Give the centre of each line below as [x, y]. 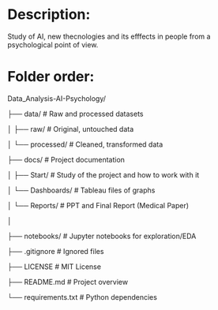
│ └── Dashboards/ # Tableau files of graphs [81, 190]
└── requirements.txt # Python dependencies [82, 297]
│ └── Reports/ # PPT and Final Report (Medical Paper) [98, 205]
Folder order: [51, 77]
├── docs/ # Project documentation [66, 159]
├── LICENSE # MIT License [54, 267]
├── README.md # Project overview [68, 282]
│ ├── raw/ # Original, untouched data [71, 129]
